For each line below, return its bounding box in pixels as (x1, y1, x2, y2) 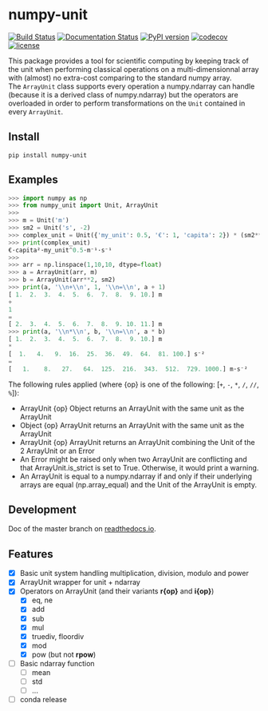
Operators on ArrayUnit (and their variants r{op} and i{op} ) (19, 586, 215, 596)
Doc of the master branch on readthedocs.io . (8, 524, 157, 534)
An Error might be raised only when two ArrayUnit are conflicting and (19, 454, 247, 464)
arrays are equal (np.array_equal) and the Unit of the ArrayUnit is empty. (19, 479, 258, 489)
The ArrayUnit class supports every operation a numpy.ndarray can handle (8, 81, 255, 91)
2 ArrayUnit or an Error (19, 446, 96, 455)
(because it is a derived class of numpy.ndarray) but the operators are (8, 89, 238, 99)
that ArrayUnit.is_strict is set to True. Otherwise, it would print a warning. (19, 463, 259, 472)
